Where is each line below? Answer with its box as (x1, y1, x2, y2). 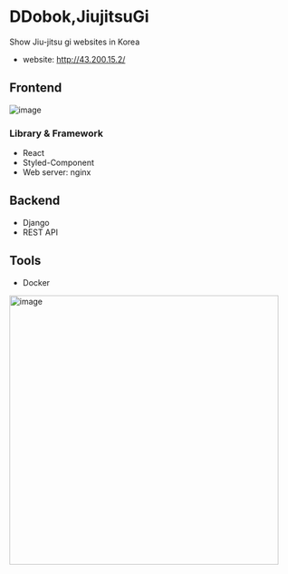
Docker (22, 277, 51, 287)
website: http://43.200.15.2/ (22, 54, 126, 64)
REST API (22, 227, 59, 238)
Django (22, 217, 50, 228)
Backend (9, 193, 61, 209)
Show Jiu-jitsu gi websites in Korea (9, 36, 140, 47)
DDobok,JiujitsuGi (9, 6, 149, 27)
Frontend (9, 80, 62, 96)
